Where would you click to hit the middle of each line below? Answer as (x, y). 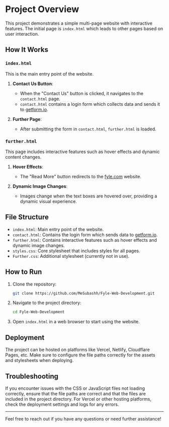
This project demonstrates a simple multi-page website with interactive (79, 23)
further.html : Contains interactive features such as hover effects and (85, 240)
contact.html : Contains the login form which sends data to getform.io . (85, 235)
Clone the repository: (34, 284)
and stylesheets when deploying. (39, 361)
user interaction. (22, 34)
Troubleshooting (32, 376)
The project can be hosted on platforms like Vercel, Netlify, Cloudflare (77, 350)
